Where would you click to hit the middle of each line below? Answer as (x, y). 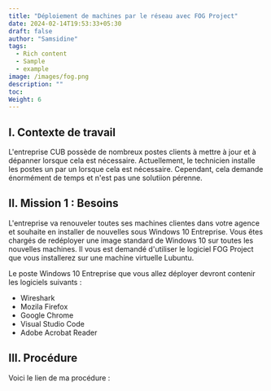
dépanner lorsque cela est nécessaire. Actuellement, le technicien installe (132, 160)
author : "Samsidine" (44, 39)
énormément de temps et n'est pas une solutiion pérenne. (106, 178)
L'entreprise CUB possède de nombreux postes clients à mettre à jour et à (132, 152)
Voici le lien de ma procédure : (59, 378)
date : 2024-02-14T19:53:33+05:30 (65, 24)
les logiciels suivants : (45, 282)
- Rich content (42, 54)
